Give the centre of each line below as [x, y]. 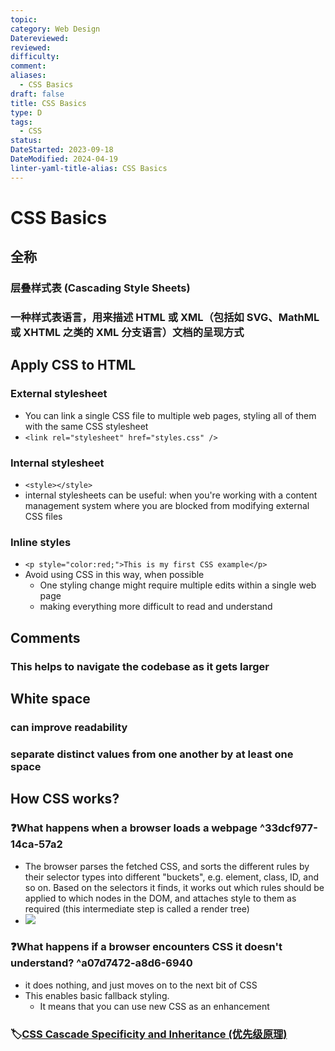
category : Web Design [55, 29]
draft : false [37, 94]
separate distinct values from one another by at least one [152, 754]
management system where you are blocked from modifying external [167, 506]
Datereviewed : [40, 38]
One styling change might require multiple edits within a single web [178, 585]
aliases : [28, 76]
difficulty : [35, 57]
